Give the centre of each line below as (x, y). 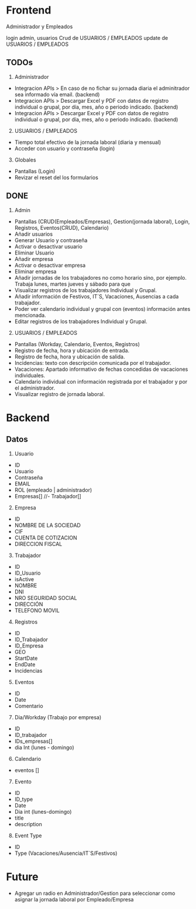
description (28, 824)
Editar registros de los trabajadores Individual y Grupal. (81, 321)
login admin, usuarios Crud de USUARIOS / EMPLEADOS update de (87, 38)
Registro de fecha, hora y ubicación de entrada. (72, 350)
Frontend (29, 10)
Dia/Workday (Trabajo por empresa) (58, 717)
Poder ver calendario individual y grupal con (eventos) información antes (102, 308)
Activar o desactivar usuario (49, 246)
